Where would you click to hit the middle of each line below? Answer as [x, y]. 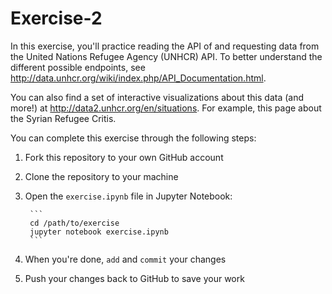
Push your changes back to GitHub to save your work [134, 278]
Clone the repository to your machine [101, 176]
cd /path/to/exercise [74, 223]
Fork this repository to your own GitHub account [124, 157]
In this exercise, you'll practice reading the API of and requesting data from [165, 46]
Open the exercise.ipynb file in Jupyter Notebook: [128, 196]
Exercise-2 [56, 18]
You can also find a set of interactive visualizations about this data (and [157, 97]
